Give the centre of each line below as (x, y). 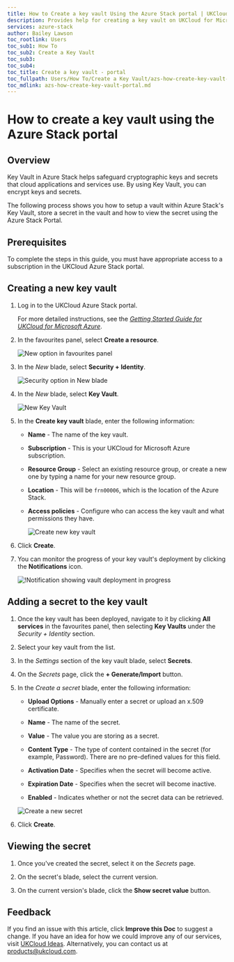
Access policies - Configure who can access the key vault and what (126, 511)
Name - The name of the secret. (74, 722)
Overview (29, 160)
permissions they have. (61, 518)
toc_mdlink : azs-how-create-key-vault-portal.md (79, 85)
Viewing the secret (49, 846)
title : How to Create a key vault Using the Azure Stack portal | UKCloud (118, 14)
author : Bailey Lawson (40, 33)
